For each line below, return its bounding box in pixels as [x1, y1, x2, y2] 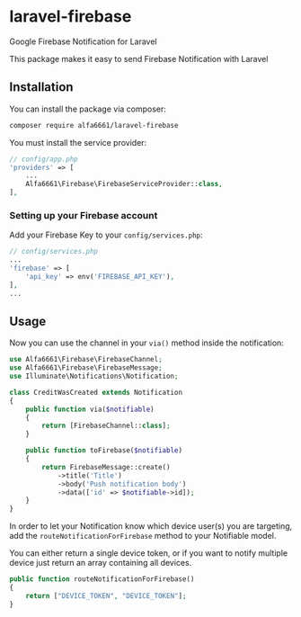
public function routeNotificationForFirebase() [9, 575, 195, 584]
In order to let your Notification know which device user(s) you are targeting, [9, 521, 293, 532]
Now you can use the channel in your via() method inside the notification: [9, 337, 285, 348]
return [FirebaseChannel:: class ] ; [41, 421, 171, 431]
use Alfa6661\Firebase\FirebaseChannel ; [9, 355, 164, 364]
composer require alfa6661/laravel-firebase [9, 121, 179, 130]
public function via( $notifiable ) [25, 405, 155, 414]
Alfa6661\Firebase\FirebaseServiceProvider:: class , [25, 180, 223, 189]
